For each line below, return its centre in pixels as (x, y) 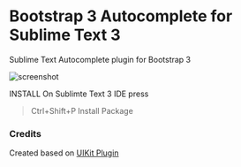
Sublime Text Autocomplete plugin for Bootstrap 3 (100, 59)
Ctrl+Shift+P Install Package (82, 110)
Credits (25, 133)
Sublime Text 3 (65, 35)
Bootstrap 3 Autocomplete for (121, 16)
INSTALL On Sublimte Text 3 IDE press (79, 94)
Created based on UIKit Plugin (64, 153)
